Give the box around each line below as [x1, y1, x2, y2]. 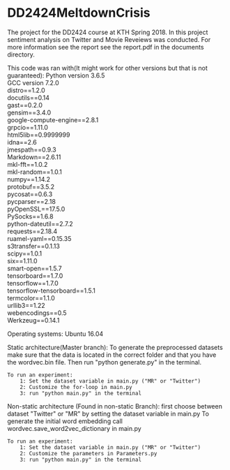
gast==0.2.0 [7, 101, 43, 109]
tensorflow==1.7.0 [7, 279, 59, 287]
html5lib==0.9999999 [7, 131, 70, 139]
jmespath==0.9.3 [7, 145, 57, 154]
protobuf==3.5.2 [7, 182, 55, 191]
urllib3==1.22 [7, 301, 45, 309]
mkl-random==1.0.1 [7, 168, 63, 176]
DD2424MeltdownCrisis [7, 5, 151, 21]
